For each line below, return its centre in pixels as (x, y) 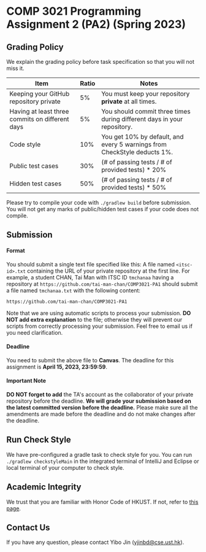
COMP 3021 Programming (74, 11)
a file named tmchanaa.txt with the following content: (74, 290)
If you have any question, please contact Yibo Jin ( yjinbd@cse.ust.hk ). (95, 542)
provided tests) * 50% (134, 187)
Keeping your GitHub (40, 94)
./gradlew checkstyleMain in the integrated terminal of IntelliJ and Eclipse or (103, 461)
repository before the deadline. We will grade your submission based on (99, 401)
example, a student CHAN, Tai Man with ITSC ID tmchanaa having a (90, 277)
